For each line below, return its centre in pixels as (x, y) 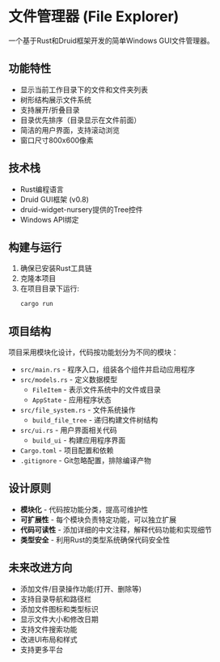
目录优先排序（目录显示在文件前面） (80, 120)
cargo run (37, 304)
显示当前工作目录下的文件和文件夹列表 (84, 89)
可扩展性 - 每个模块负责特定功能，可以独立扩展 (98, 520)
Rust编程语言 (42, 189)
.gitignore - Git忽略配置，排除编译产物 (86, 460)
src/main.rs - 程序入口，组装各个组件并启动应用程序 (108, 370)
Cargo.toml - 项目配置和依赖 (67, 451)
